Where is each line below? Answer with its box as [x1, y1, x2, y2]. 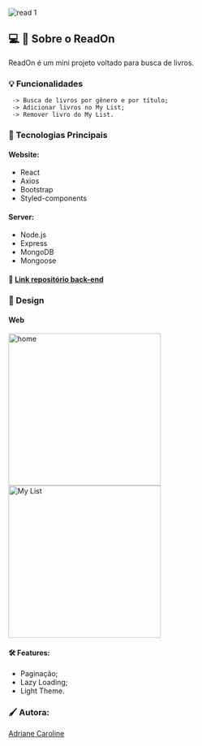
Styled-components [19, 193, 88, 203]
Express [19, 239, 48, 248]
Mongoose [19, 256, 57, 265]
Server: [8, 212, 35, 222]
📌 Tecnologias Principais [8, 130, 108, 141]
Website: [8, 149, 40, 159]
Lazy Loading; [19, 678, 68, 688]
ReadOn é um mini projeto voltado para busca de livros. [8, 58, 195, 67]
